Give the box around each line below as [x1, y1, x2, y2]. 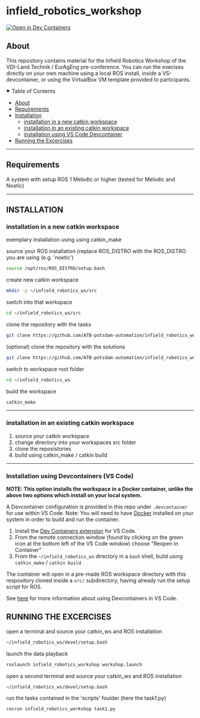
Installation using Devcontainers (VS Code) [6, 472, 134, 480]
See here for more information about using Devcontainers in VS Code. [6, 594, 178, 602]
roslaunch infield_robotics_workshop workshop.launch [6, 661, 143, 667]
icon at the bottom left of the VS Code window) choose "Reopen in [14, 540, 179, 547]
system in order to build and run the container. [6, 516, 120, 523]
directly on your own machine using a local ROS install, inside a [6, 70, 161, 77]
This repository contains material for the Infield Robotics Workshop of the [6, 57, 186, 64]
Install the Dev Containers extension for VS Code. [14, 527, 137, 534]
